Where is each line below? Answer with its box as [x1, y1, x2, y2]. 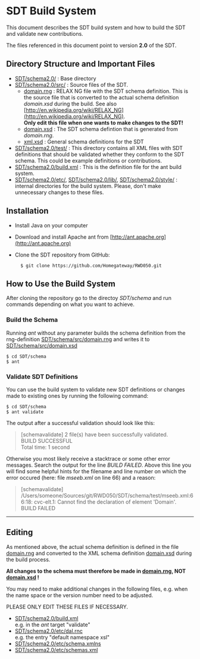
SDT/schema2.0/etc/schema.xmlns [14, 640, 101, 647]
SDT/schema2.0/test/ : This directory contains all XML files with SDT [14, 144, 183, 151]
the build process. [6, 555, 51, 563]
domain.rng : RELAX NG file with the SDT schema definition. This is [23, 88, 189, 95]
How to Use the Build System [6, 279, 116, 289]
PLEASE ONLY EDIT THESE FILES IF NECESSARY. [6, 603, 129, 610]
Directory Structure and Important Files [6, 59, 155, 69]
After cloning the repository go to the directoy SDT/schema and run [6, 295, 171, 302]
